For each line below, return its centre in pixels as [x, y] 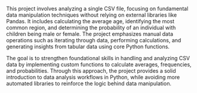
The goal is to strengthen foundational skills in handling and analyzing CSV [98, 58]
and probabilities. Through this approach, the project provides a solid [91, 71]
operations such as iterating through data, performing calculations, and [94, 40]
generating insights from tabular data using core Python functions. [88, 46]
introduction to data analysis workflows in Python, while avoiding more [93, 77]
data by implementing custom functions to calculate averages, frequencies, [99, 64]
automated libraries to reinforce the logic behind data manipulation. [89, 83]
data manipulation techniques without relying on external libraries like [92, 15]
